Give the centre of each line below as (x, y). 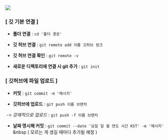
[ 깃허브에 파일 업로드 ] (31, 81)
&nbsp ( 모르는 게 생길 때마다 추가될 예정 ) (55, 132)
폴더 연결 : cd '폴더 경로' (37, 34)
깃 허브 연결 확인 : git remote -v (45, 56)
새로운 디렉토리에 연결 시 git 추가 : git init (56, 66)
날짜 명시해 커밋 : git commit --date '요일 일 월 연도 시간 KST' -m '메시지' (88, 126)
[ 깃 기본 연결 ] (22, 21)
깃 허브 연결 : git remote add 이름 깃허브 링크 (58, 45)
